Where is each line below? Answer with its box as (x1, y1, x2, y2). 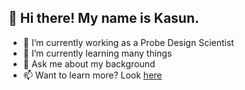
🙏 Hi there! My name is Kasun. (8, 10, 200, 27)
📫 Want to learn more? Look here (22, 69, 163, 81)
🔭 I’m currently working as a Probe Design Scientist (22, 36, 235, 48)
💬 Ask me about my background (22, 57, 156, 70)
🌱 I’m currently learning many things (22, 47, 173, 59)
